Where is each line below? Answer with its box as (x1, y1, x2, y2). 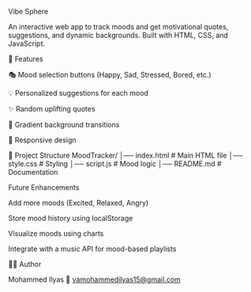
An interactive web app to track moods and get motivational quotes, (8, 22, 229, 31)
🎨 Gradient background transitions (8, 120, 120, 129)
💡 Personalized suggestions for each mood (8, 89, 148, 97)
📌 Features (8, 55, 43, 63)
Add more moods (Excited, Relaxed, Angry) (8, 198, 149, 207)
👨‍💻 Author (8, 260, 42, 268)
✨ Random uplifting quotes (8, 104, 96, 113)
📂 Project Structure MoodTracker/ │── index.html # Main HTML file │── (8, 150, 243, 160)
